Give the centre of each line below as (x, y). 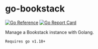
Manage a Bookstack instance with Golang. (49, 32)
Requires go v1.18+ (25, 41)
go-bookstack (35, 9)
